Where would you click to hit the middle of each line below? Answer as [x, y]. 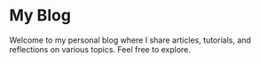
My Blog [40, 16]
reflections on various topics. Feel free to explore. [100, 49]
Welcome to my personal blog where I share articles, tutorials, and [130, 40]
